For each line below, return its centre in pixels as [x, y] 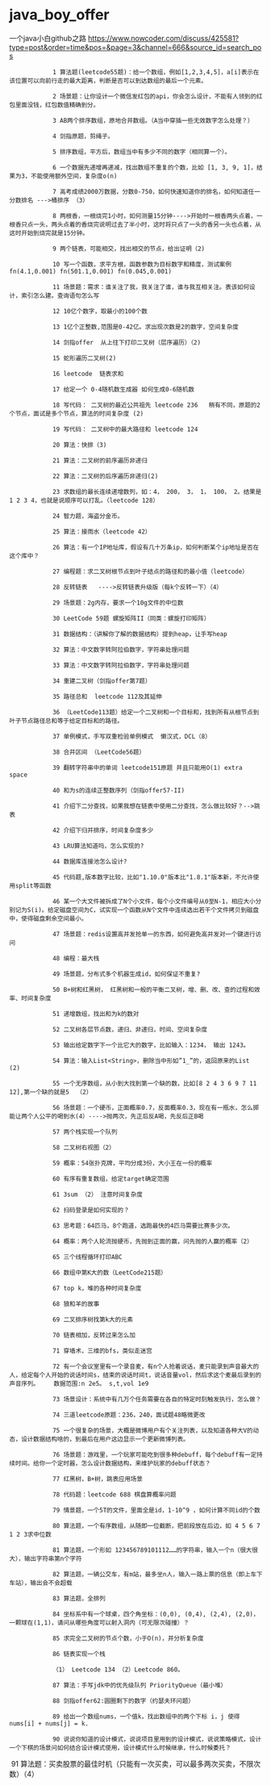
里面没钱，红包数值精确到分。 [57, 105]
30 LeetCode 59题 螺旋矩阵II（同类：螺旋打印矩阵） [131, 618]
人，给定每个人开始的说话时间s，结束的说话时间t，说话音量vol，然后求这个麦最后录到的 [135, 1375]
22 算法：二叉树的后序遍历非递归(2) [105, 476]
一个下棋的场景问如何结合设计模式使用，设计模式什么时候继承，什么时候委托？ [120, 1748]
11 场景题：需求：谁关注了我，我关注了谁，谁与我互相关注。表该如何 [150, 287]
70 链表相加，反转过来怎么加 [94, 1335]
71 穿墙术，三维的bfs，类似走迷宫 [102, 1351]
